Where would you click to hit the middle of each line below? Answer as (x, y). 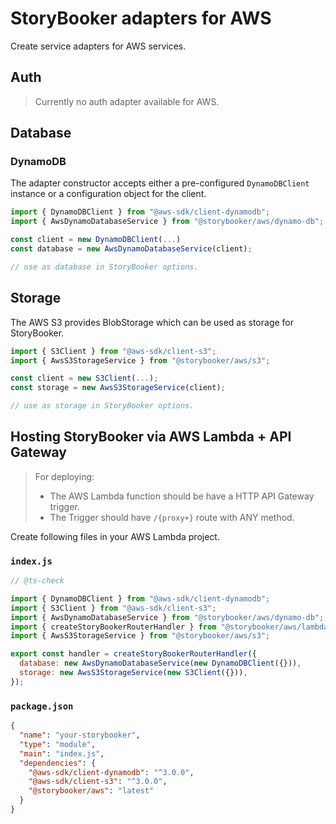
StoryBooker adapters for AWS (141, 18)
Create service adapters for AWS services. (98, 46)
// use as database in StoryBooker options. (104, 267)
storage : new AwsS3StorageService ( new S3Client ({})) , (133, 673)
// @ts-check (37, 581)
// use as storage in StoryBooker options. (102, 406)
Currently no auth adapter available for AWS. (127, 101)
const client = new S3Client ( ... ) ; (84, 378)
